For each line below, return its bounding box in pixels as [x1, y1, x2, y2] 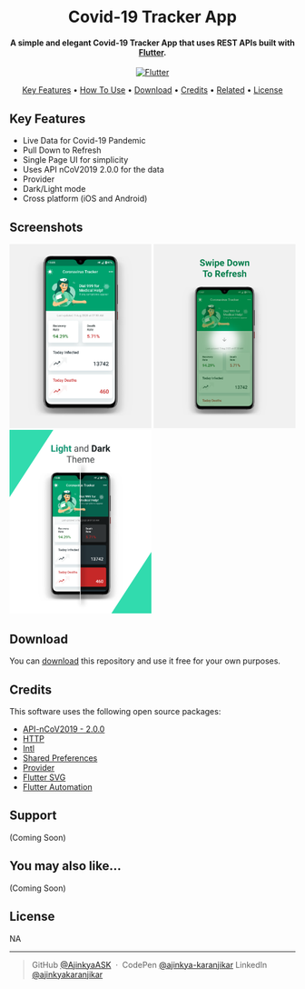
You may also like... [9, 858, 122, 874]
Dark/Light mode [22, 184, 86, 195]
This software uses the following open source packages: [9, 706, 221, 717]
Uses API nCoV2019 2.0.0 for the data [22, 165, 165, 175]
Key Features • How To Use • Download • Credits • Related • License [22, 85, 283, 95]
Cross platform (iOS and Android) [22, 193, 148, 205]
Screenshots [9, 219, 84, 235]
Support [9, 808, 57, 824]
